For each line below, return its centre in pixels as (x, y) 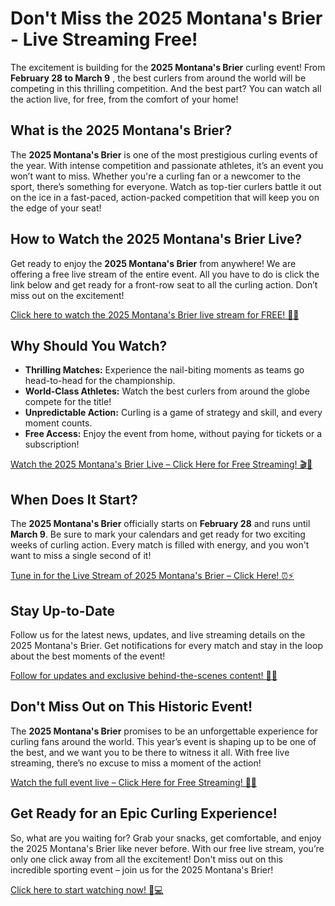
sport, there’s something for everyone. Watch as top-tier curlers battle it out (166, 186)
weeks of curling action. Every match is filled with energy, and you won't (160, 545)
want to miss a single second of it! (81, 556)
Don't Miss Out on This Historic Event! (131, 707)
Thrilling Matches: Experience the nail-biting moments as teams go (164, 370)
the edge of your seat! (56, 208)
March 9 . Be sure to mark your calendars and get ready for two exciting (158, 534)
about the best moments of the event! (88, 656)
